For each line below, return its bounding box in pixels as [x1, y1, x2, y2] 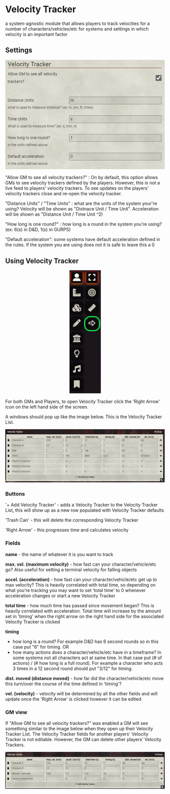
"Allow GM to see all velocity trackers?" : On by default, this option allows [5, 174, 158, 181]
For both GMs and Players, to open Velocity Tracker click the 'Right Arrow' [5, 398, 160, 405]
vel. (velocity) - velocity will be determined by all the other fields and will [5, 690, 158, 696]
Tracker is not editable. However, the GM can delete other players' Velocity [5, 736, 162, 742]
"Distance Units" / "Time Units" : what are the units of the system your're [5, 200, 157, 207]
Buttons [5, 490, 25, 497]
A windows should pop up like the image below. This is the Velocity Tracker [5, 414, 162, 420]
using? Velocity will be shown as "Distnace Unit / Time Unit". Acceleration [5, 206, 159, 212]
